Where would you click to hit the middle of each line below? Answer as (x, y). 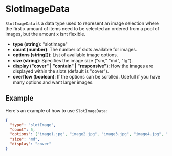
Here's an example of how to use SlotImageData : (56, 110)
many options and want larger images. (53, 82)
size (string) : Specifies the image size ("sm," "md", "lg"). (73, 60)
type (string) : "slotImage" (40, 44)
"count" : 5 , (23, 130)
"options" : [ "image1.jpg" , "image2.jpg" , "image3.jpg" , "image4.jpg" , (87, 134)
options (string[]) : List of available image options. (65, 55)
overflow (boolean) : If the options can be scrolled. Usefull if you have (86, 76)
